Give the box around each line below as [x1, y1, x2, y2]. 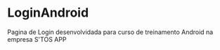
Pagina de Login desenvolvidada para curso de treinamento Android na [7, 28, 214, 36]
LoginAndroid [7, 5, 89, 21]
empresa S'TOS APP [7, 35, 67, 43]
